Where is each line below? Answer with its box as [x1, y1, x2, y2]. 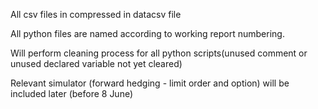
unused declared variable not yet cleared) [10, 58, 183, 69]
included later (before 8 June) [10, 88, 134, 99]
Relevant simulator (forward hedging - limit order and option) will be [10, 77, 290, 89]
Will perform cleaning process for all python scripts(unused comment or [10, 47, 308, 59]
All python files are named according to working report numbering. [10, 28, 285, 39]
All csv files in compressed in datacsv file [10, 9, 182, 20]
